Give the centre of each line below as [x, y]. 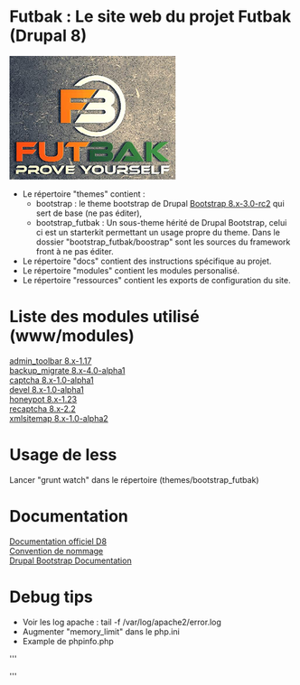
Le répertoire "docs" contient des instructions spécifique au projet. [147, 261]
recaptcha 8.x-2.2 [43, 409]
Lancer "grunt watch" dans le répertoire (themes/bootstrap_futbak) [134, 479]
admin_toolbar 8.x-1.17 [51, 361]
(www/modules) [72, 336]
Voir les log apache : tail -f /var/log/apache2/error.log [122, 622]
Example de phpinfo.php [68, 641]
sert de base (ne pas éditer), [89, 213]
